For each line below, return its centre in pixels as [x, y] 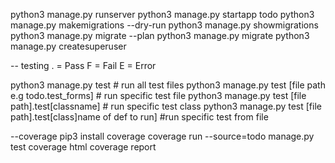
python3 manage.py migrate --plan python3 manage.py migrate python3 [160, 35]
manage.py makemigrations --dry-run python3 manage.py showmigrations [164, 25]
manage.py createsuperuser [68, 46]
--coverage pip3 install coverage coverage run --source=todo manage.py [162, 136]
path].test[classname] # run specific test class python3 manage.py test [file [166, 106]
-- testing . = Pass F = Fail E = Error [83, 65]
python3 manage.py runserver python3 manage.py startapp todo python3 [162, 14]
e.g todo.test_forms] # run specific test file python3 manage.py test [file [158, 95]
